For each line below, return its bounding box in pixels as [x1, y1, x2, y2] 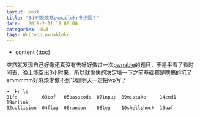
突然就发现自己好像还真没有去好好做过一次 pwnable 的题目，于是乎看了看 [6, 61, 189, 69]
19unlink [6, 99, 29, 106]
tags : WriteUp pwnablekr [6, 32, 70, 38]
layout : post [6, 9, 40, 15]
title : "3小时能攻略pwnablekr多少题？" [6, 15, 100, 21]
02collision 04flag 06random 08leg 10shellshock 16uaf [6, 105, 174, 111]
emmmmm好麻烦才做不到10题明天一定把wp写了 [6, 77, 127, 84]
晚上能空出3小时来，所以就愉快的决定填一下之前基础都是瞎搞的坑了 [22, 69, 192, 77]
